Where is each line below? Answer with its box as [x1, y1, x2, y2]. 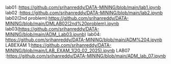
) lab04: [84, 31, 101, 37]
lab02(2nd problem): [5, 15, 49, 21]
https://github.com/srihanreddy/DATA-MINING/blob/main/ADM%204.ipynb [5, 37, 162, 43]
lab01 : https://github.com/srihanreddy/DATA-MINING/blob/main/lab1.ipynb [5, 5, 161, 10]
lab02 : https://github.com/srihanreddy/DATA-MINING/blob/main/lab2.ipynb [5, 10, 163, 16]
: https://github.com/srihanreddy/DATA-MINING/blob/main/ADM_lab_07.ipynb [5, 53, 166, 59]
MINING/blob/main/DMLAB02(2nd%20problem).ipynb [5, 20, 119, 26]
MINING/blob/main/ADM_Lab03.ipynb [5, 31, 85, 37]
